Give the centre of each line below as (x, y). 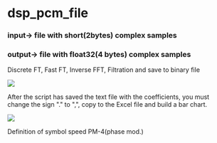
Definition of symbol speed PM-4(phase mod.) (75, 132)
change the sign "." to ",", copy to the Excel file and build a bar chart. (107, 105)
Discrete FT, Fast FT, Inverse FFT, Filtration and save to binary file (104, 70)
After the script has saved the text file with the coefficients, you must (108, 97)
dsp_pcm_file (48, 13)
